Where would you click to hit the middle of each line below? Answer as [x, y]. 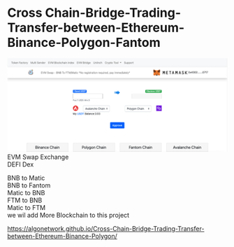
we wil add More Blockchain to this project [68, 216]
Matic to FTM [27, 208]
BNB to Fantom [29, 185]
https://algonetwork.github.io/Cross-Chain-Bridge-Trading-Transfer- [106, 229]
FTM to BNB [25, 200]
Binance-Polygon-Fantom [84, 43]
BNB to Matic [26, 178]
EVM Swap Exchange [38, 157]
